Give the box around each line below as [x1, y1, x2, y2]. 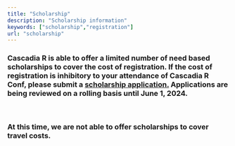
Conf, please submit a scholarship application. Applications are [7, 80, 229, 90]
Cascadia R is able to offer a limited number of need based [7, 54, 210, 63]
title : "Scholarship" [7, 10, 71, 18]
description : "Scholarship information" [7, 17, 128, 24]
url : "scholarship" [7, 30, 65, 37]
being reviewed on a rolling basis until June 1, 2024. [7, 89, 188, 99]
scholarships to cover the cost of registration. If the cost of [7, 62, 212, 72]
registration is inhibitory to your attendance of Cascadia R [7, 71, 210, 81]
